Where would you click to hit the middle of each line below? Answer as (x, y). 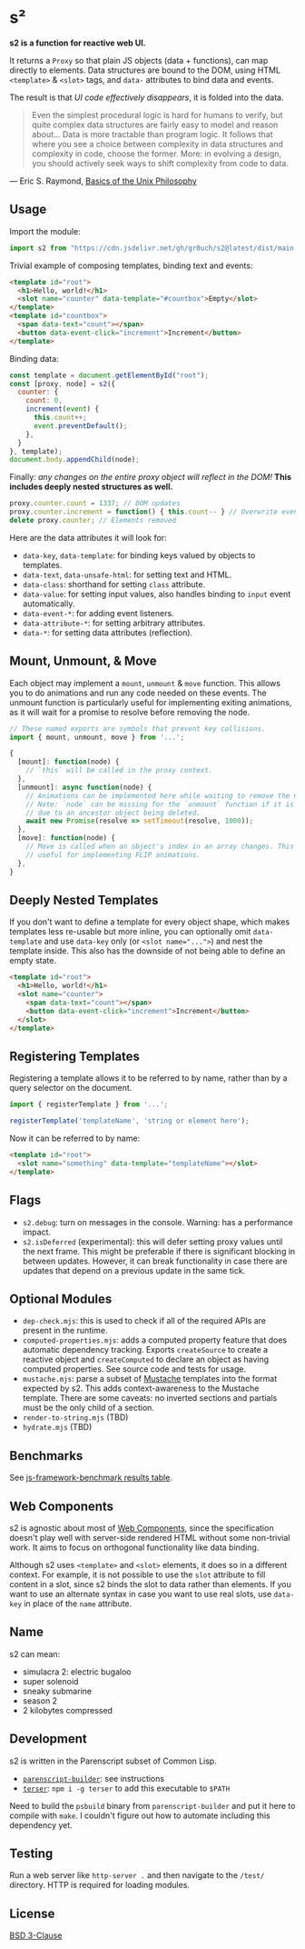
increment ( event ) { (63, 409)
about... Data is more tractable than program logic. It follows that (152, 134)
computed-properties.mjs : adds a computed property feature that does (155, 1340)
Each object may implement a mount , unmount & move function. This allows (145, 683)
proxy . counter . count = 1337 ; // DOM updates (95, 504)
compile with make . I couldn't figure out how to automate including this (140, 1815)
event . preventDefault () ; (80, 425)
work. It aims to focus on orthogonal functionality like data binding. (134, 1547)
